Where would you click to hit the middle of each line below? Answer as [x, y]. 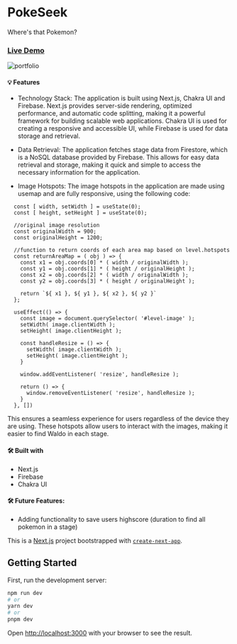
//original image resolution [57, 225]
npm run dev [25, 593]
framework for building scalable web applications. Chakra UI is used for [122, 121]
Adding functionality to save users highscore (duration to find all [111, 519]
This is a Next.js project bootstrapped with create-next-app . [95, 540]
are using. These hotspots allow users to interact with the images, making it [118, 426]
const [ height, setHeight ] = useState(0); [81, 213]
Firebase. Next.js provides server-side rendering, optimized [105, 106]
